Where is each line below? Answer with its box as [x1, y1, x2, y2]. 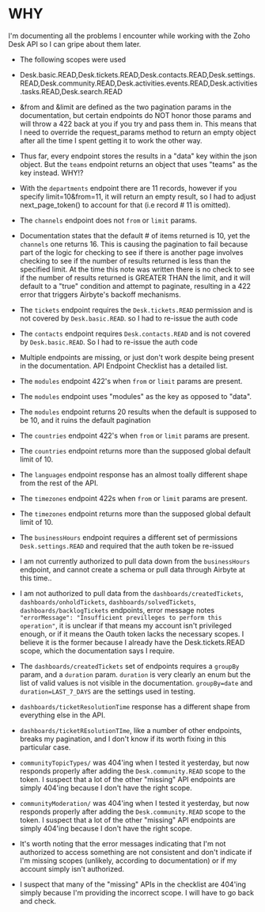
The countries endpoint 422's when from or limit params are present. [19, 431, 250, 440]
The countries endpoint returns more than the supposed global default [19, 446, 252, 455]
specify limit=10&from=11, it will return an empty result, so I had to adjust [19, 192, 256, 201]
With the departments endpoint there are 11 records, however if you [19, 183, 237, 192]
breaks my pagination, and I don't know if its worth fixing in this [19, 734, 227, 743]
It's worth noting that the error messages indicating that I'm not [19, 838, 226, 848]
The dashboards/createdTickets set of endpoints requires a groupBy [19, 661, 240, 671]
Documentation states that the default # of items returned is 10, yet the [19, 230, 251, 240]
